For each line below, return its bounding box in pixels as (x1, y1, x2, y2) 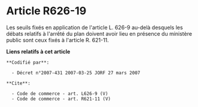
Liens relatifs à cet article (6, 48, 71, 55)
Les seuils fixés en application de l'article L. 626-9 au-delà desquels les (6, 24, 184, 31)
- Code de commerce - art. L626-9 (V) (11, 90, 109, 96)
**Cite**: (6, 80, 31, 86)
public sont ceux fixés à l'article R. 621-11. (6, 36, 109, 43)
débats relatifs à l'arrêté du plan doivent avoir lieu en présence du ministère (6, 30, 193, 37)
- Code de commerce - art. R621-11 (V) (11, 96, 111, 102)
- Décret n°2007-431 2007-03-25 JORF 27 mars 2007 (11, 70, 141, 75)
